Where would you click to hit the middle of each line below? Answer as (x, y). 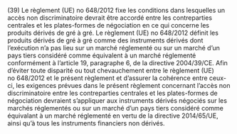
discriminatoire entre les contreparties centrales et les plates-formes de (113, 93)
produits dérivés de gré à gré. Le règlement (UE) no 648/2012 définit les (113, 33)
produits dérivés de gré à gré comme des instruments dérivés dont (105, 40)
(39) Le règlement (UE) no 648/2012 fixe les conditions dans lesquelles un (116, 10)
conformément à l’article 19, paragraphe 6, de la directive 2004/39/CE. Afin (117, 63)
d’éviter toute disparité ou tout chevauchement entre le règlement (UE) (111, 71)
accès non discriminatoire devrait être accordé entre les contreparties (110, 18)
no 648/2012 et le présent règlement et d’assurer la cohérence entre (107, 78)
